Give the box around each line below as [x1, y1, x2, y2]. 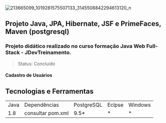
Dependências [24, 102, 60, 109]
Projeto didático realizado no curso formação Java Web [5, 43, 146, 50]
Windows [128, 102, 151, 109]
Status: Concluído [17, 60, 56, 67]
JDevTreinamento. [24, 49, 72, 56]
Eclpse [107, 102, 124, 109]
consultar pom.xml [24, 110, 69, 117]
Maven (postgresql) [5, 27, 70, 36]
